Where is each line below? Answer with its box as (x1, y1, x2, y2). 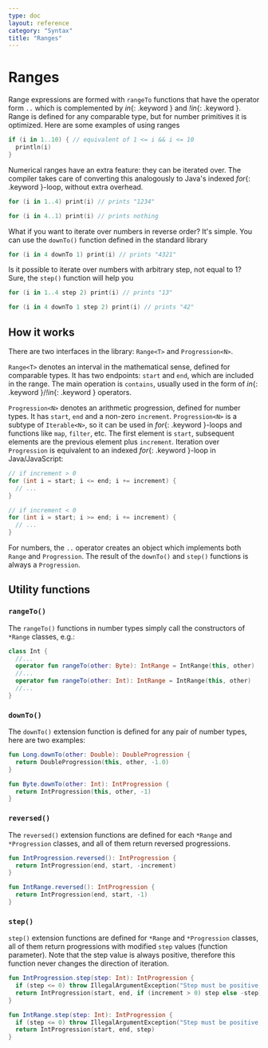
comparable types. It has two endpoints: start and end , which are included (8, 371, 254, 380)
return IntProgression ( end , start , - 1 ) (15, 891, 148, 899)
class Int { (8, 647, 48, 655)
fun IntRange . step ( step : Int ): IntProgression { (8, 1010, 173, 1019)
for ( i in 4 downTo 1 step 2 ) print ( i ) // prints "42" (8, 303, 195, 312)
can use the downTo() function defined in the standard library (8, 235, 208, 245)
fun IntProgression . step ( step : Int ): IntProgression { (8, 974, 195, 982)
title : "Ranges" (8, 34, 62, 42)
